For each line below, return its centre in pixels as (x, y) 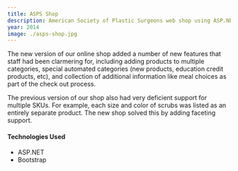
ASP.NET (31, 153)
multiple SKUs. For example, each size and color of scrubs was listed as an (117, 105)
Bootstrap (32, 160)
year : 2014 (23, 27)
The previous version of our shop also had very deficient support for (107, 98)
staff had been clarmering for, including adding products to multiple (106, 62)
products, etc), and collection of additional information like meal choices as (117, 77)
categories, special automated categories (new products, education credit (115, 69)
